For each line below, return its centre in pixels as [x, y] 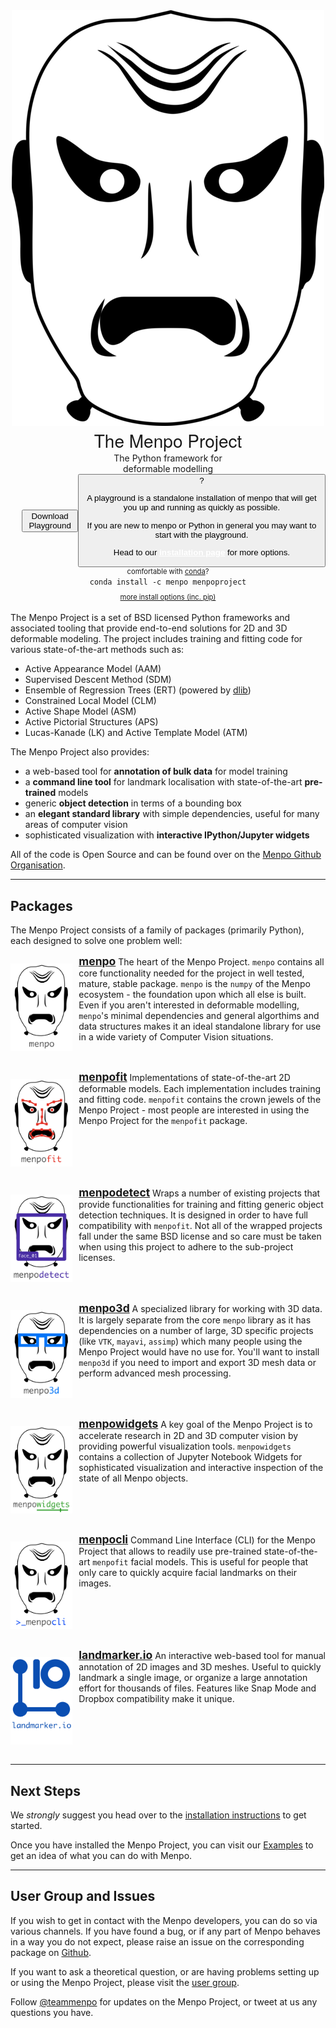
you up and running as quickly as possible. [202, 507]
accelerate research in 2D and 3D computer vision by [188, 1436]
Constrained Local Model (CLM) [90, 701]
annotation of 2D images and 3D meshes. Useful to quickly [200, 1667]
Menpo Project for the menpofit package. [163, 1121]
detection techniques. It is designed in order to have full [193, 1215]
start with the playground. [201, 534]
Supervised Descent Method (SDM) [98, 680]
